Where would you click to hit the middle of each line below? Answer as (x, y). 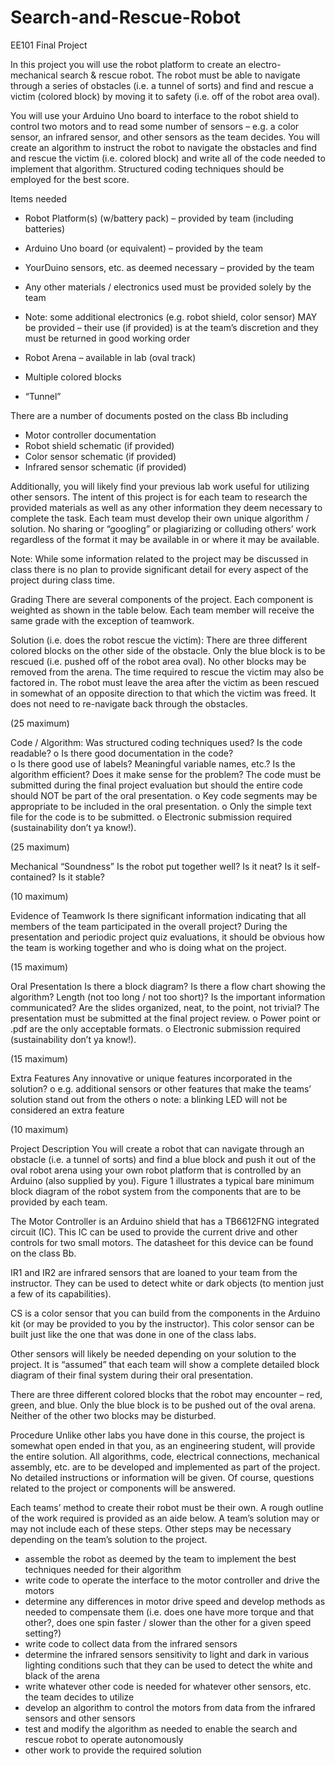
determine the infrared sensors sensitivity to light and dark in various (167, 1654)
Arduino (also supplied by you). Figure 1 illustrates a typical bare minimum (162, 1180)
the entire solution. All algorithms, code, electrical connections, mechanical (165, 1456)
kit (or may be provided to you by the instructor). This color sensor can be (162, 1323)
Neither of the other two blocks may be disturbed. (113, 1415)
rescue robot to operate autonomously (104, 1739)
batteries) (45, 228)
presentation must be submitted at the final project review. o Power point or (166, 1018)
